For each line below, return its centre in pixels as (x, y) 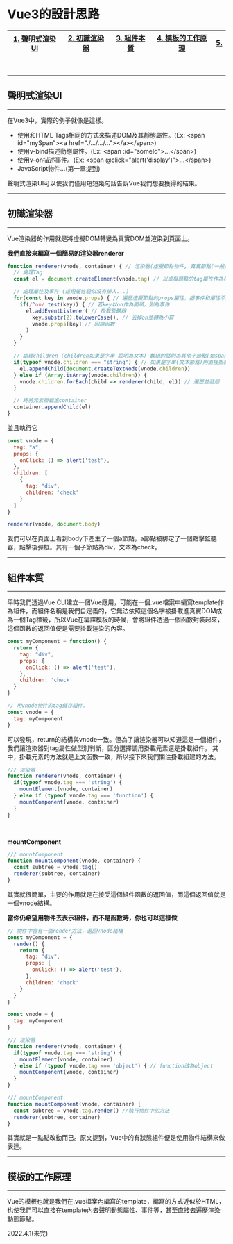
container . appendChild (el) (52, 407)
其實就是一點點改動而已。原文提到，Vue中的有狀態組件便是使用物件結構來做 (116, 1138)
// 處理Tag (28, 273)
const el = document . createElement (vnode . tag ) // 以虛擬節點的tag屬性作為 (119, 279)
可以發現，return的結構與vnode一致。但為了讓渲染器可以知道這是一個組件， (116, 739)
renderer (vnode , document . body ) (54, 524)
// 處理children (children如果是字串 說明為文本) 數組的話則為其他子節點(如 (114, 356)
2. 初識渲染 (86, 38)
